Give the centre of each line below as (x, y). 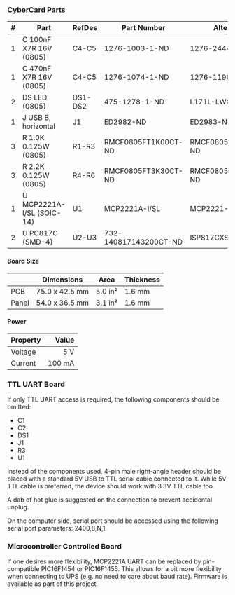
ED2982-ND (125, 122)
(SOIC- (49, 213)
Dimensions (63, 280)
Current (23, 363)
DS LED (35, 97)
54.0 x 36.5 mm (63, 303)
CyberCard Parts (36, 10)
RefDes (85, 28)
